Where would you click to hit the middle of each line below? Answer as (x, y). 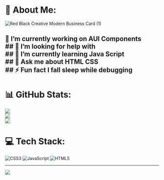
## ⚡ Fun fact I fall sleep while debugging (69, 70)
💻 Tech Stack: (35, 142)
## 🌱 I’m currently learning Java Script (65, 54)
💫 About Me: (31, 10)
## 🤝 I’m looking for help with (50, 47)
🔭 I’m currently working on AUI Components (73, 39)
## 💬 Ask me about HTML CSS (52, 62)
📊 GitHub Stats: (38, 94)
